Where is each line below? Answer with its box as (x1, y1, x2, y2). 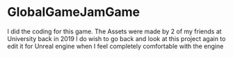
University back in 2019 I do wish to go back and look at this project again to (7, 34, 226, 42)
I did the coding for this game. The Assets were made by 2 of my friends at (7, 27, 222, 35)
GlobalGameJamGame (7, 4, 140, 20)
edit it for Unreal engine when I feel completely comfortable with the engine (7, 42, 224, 50)
